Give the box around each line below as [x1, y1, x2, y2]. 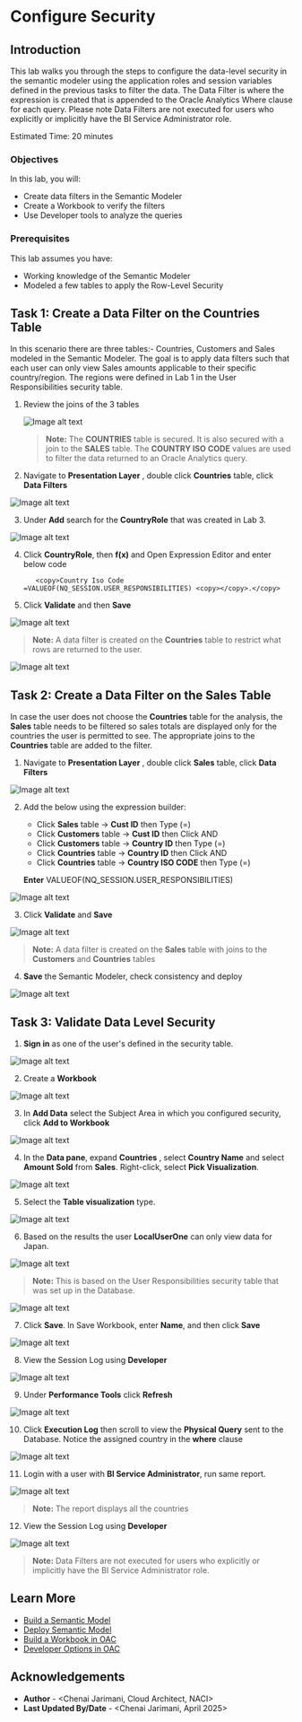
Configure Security [10, 6, 156, 27]
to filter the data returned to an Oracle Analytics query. [45, 453, 248, 464]
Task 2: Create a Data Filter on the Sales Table [10, 687, 272, 703]
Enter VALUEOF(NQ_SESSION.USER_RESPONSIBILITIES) [22, 875, 234, 886]
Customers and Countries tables [31, 954, 156, 965]
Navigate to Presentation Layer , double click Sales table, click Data [22, 757, 277, 768]
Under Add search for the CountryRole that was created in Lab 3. [22, 514, 267, 526]
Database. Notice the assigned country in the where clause [22, 1434, 243, 1445]
